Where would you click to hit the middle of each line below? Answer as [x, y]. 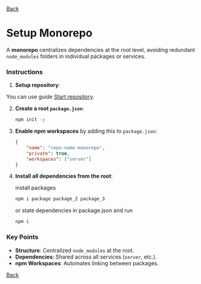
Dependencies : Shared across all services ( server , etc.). [86, 257]
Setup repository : [38, 85]
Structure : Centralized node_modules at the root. [74, 250]
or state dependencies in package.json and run [74, 210]
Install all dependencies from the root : [64, 176]
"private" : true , [48, 153]
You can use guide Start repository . [51, 97]
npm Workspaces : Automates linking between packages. [87, 263]
